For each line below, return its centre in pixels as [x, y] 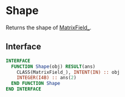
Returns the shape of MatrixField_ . [49, 27]
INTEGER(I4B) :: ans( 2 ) [47, 78]
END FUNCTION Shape [36, 84]
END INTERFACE [24, 89]
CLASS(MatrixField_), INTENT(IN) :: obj [68, 72]
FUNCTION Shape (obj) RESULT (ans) [53, 66]
